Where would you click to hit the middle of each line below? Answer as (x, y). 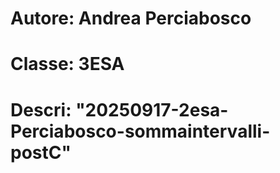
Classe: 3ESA (67, 64)
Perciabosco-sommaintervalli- (140, 131)
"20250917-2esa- (152, 109)
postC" (41, 152)
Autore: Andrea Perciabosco (131, 18)
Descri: (41, 109)
